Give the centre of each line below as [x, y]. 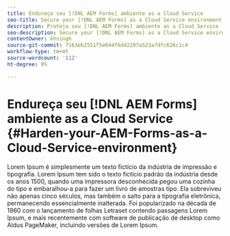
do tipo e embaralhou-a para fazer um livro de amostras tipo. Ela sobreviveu [114, 188]
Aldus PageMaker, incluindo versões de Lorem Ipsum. [83, 225]
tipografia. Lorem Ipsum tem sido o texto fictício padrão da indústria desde [112, 174]
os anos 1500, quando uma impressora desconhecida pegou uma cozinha [111, 181]
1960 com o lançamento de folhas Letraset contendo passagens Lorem [107, 210]
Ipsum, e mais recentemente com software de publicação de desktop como [114, 218]
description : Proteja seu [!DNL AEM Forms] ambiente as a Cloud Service [113, 26]
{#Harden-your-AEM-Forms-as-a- [107, 133]
